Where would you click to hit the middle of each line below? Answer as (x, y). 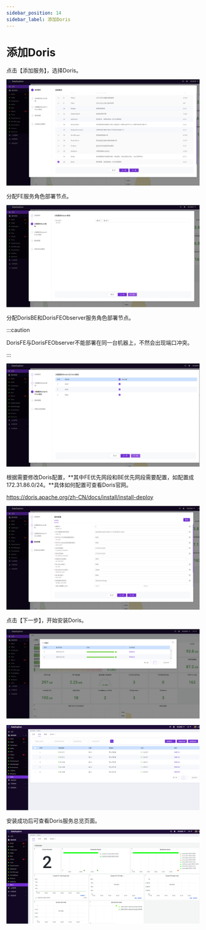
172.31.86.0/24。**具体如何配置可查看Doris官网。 (69, 485)
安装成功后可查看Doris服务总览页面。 (53, 820)
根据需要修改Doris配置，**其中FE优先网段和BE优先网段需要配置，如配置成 (100, 477)
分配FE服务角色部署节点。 (39, 196)
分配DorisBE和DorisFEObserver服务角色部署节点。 (70, 317)
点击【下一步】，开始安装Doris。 (47, 620)
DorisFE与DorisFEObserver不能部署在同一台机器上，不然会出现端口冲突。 (100, 342)
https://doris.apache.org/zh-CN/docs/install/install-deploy (80, 497)
